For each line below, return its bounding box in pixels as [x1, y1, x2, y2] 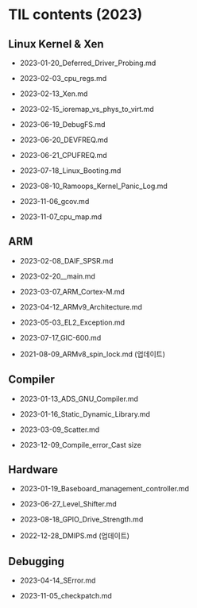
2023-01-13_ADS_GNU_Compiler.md [19, 394, 139, 403]
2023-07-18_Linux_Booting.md [19, 166, 122, 175]
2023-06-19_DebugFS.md [19, 120, 106, 129]
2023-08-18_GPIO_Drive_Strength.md [19, 514, 144, 525]
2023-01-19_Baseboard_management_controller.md [19, 484, 189, 494]
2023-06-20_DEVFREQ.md [19, 135, 109, 144]
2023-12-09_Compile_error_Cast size [19, 440, 141, 449]
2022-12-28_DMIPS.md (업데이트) [19, 531, 129, 541]
